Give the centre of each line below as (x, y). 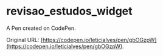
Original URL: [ (25, 40)
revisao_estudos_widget (69, 11)
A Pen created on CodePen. (41, 28)
